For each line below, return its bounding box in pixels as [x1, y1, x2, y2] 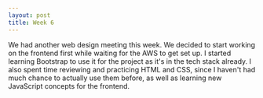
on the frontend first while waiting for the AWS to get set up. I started [8, 48, 232, 58]
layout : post [8, 11, 51, 19]
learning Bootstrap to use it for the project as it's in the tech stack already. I [8, 56, 252, 66]
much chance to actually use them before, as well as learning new [8, 73, 222, 82]
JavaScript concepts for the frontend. [8, 81, 130, 90]
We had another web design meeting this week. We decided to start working [8, 40, 256, 49]
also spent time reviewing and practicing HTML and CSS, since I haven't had [8, 65, 256, 74]
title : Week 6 [8, 19, 55, 26]
